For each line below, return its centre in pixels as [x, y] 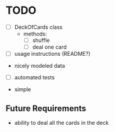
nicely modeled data [40, 66]
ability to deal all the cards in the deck [61, 123]
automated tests [34, 77]
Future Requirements [46, 108]
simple [23, 89]
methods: [35, 34]
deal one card [49, 47]
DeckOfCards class [38, 27]
